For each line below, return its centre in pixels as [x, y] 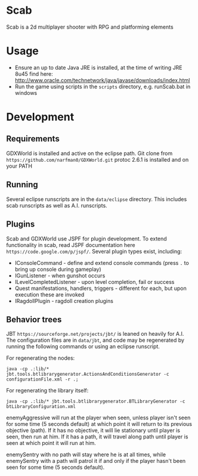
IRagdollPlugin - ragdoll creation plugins [64, 301]
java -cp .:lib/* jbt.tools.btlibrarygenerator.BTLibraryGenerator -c [96, 401]
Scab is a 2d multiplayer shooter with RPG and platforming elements [90, 27]
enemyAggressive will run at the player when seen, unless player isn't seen [98, 418]
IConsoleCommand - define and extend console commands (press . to [102, 262]
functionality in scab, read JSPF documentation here [71, 245]
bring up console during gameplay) [58, 269]
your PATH [19, 166]
